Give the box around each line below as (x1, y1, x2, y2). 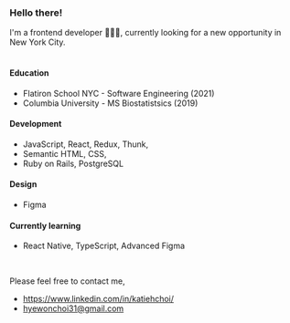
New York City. (9, 36, 66, 47)
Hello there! (9, 6, 63, 19)
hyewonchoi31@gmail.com (22, 303, 124, 314)
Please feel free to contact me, (9, 276, 125, 287)
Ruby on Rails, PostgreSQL (22, 158, 124, 169)
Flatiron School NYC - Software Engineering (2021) (22, 88, 215, 99)
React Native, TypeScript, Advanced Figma (22, 240, 186, 252)
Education (9, 67, 49, 78)
